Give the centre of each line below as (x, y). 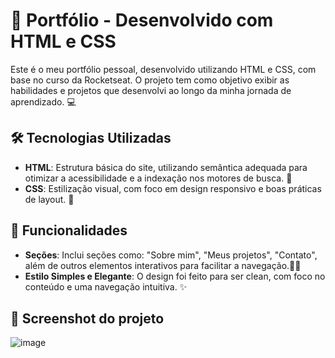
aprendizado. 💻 (43, 101)
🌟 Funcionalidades (69, 230)
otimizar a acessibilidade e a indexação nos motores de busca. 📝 (158, 178)
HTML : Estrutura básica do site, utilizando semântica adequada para (166, 167)
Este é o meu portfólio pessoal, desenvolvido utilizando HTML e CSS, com (163, 69)
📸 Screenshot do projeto (87, 318)
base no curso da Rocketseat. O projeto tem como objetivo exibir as (150, 80)
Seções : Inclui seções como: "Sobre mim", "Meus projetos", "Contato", (171, 255)
